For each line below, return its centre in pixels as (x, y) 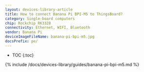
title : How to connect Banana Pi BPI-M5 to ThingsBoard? (64, 14)
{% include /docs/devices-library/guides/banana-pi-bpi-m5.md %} (72, 64)
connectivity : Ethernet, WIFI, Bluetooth (48, 28)
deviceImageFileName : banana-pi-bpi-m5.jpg (50, 37)
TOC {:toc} (23, 55)
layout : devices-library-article (39, 9)
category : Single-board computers (40, 18)
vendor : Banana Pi (24, 32)
